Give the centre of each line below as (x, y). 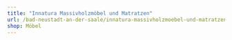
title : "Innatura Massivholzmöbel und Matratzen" (80, 13)
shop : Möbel (24, 26)
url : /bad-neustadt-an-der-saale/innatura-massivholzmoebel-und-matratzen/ (118, 20)
